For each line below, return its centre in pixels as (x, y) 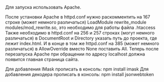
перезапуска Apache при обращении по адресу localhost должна (75, 54)
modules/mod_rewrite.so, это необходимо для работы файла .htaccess (80, 27)
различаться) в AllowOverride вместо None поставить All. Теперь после (82, 49)
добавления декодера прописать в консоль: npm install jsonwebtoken (80, 74)
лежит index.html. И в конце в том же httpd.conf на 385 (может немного (82, 43)
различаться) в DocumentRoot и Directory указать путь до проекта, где (81, 38)
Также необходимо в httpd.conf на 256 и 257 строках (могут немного (80, 33)
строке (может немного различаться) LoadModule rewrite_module (76, 22)
